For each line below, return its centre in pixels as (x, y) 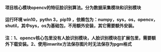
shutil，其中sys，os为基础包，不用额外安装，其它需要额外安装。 (71, 26)
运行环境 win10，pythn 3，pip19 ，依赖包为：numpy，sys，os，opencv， (81, 20)
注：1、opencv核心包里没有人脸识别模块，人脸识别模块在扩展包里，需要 (78, 38)
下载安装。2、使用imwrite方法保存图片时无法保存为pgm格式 (70, 44)
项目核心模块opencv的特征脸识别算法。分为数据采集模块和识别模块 (73, 7)
